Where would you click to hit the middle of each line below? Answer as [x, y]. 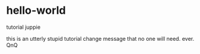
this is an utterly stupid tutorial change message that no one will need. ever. [100, 38]
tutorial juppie [24, 27]
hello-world [36, 10]
